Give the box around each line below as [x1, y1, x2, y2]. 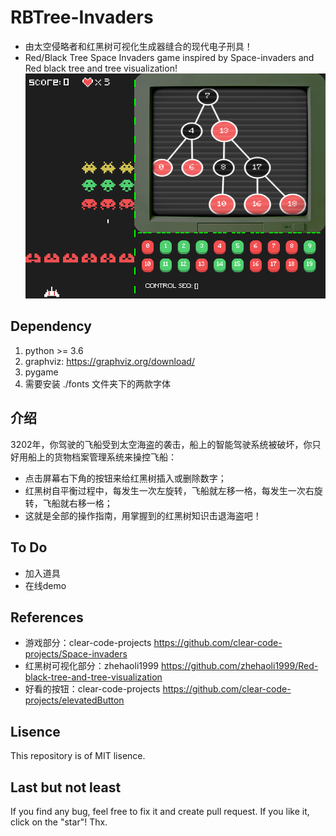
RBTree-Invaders [10, 6, 154, 29]
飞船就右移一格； [42, 497, 113, 509]
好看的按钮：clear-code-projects [24, 683, 161, 695]
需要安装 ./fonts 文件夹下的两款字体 [24, 377, 172, 390]
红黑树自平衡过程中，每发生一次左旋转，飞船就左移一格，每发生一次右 [24, 484, 315, 496]
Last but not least [10, 779, 122, 796]
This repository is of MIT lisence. [10, 750, 146, 762]
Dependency [10, 318, 92, 335]
